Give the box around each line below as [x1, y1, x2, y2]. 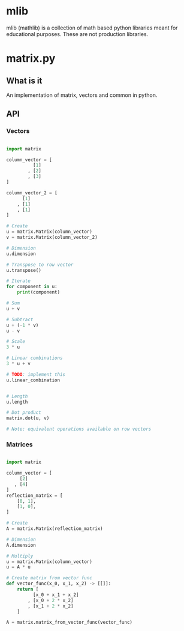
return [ [17, 586, 39, 593]
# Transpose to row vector [6, 262, 74, 268]
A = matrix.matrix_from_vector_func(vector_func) [6, 620, 133, 626]
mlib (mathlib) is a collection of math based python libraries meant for [6, 24, 178, 31]
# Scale [6, 339, 26, 345]
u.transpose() [6, 267, 42, 273]
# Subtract [6, 316, 34, 322]
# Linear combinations [6, 355, 63, 362]
